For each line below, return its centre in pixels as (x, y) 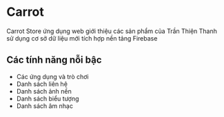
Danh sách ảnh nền (44, 91)
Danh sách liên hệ (42, 84)
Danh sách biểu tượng (48, 98)
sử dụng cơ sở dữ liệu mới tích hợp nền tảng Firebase (82, 38)
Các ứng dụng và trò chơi (52, 76)
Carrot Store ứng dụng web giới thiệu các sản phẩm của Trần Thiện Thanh (112, 31)
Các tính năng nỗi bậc (54, 60)
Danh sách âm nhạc (45, 106)
